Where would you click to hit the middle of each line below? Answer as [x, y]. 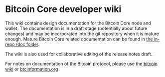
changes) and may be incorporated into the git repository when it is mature [82, 33]
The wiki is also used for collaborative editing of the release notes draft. [79, 54]
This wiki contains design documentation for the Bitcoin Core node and [78, 23]
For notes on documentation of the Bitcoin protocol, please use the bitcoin [82, 63]
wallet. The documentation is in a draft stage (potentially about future [76, 28]
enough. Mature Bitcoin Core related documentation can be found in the [79, 39]
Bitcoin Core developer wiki [63, 9]
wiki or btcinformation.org [32, 69]
